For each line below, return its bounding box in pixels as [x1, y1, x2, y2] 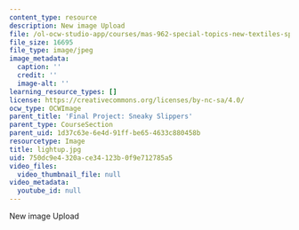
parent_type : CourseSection [9, 121, 114, 130]
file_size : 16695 [9, 37, 74, 47]
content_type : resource [9, 12, 98, 22]
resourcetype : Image [9, 137, 86, 146]
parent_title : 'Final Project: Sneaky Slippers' [9, 112, 193, 121]
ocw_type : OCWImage [9, 104, 82, 113]
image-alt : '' [17, 79, 69, 88]
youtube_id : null [17, 186, 82, 195]
